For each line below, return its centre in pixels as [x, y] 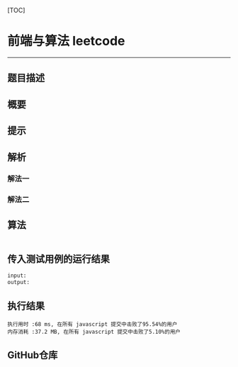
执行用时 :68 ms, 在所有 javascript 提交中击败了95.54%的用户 [92, 324]
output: [19, 282]
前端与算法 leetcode [66, 41]
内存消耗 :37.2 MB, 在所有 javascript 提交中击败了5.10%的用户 [94, 332]
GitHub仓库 [33, 355]
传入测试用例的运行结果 [58, 259]
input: [17, 276]
